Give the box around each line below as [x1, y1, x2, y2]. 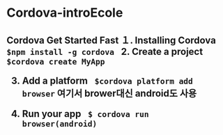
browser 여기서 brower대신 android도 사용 [22, 87, 197, 99]
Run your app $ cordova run [22, 108, 149, 120]
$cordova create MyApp [6, 56, 105, 67]
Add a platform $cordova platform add [22, 74, 193, 86]
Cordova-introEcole [6, 5, 123, 21]
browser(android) [22, 118, 98, 129]
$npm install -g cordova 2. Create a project [6, 45, 203, 57]
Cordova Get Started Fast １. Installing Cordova [6, 34, 217, 46]
